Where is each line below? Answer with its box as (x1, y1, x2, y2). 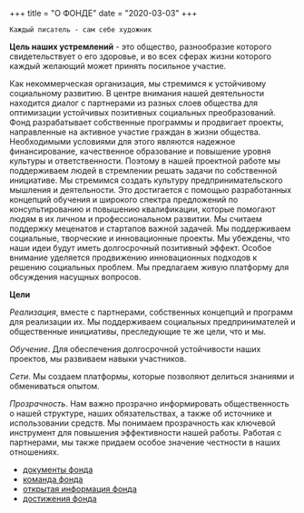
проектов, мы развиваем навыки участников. (9, 354, 187, 364)
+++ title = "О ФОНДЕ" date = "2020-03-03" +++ (9, 8, 198, 18)
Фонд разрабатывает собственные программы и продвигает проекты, (9, 117, 284, 127)
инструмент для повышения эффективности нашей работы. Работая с (9, 427, 282, 438)
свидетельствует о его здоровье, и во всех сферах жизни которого (9, 51, 272, 62)
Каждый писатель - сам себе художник (9, 25, 152, 35)
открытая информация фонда (22, 484, 138, 494)
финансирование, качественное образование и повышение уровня (9, 146, 271, 156)
